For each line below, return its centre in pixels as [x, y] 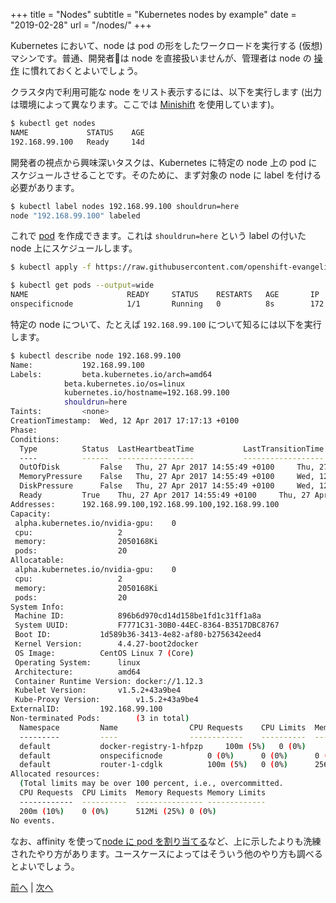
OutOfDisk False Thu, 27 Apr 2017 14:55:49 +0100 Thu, [167, 467]
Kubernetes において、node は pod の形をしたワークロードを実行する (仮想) [166, 45]
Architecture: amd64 [77, 672]
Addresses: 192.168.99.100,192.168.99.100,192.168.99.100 [145, 504]
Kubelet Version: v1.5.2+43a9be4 [98, 690]
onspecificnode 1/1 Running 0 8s [142, 304]
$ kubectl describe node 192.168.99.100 [96, 355]
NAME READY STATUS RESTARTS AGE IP [165, 295]
